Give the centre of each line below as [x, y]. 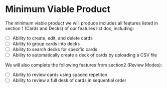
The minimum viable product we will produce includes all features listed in [82, 23]
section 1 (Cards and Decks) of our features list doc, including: [70, 28]
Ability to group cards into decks [46, 44]
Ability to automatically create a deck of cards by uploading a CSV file [85, 55]
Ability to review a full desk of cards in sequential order [69, 80]
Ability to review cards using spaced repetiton [60, 75]
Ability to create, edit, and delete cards [52, 38]
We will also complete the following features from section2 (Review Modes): [84, 65]
